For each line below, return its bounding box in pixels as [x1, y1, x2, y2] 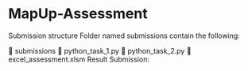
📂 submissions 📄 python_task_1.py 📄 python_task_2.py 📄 [8, 46, 192, 55]
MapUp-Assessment [8, 5, 149, 23]
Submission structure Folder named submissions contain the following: [8, 31, 240, 40]
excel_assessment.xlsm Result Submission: [8, 54, 149, 64]
